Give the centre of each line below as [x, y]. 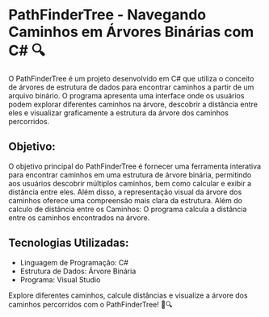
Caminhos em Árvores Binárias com [131, 32]
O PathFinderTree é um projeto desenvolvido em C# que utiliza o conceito [131, 78]
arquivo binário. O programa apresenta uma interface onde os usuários [126, 95]
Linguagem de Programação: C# [74, 262]
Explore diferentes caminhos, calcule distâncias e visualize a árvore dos [128, 295]
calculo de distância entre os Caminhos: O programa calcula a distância [128, 209]
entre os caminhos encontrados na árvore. [79, 217]
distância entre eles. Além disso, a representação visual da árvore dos [125, 192]
